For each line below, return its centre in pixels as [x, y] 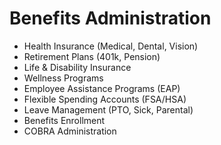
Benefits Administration [110, 18]
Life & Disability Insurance [77, 67]
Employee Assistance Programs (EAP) [102, 88]
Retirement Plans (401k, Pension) [92, 56]
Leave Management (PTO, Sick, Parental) [108, 109]
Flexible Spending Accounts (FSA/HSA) [105, 99]
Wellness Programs [63, 78]
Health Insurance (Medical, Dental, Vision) [111, 46]
